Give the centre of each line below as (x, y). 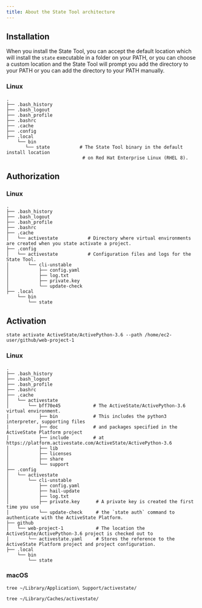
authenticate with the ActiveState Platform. (65, 518)
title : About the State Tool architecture (61, 12)
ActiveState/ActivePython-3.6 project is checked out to (80, 534)
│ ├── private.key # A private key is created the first (100, 501)
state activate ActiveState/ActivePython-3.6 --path (74, 335)
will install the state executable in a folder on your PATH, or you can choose (101, 58)
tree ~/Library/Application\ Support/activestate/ (72, 588)
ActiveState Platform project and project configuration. (81, 544)
